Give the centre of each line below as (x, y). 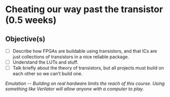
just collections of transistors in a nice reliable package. (71, 57)
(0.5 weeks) (31, 20)
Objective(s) (25, 39)
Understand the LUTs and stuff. (45, 62)
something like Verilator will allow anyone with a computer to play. (75, 89)
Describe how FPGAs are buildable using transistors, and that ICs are (85, 51)
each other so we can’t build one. (47, 74)
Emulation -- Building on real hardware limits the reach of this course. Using (85, 84)
